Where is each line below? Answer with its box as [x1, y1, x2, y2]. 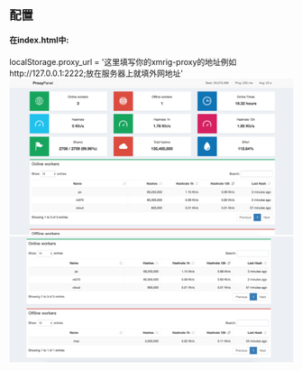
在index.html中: [9, 34, 69, 45]
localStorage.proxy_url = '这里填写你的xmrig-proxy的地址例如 [9, 56, 237, 67]
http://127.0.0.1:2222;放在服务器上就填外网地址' [9, 68, 183, 79]
